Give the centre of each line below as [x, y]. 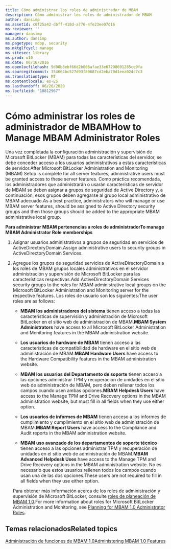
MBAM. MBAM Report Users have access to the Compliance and [88, 428]
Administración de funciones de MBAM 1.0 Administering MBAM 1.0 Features [86, 541]
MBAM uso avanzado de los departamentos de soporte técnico [89, 443]
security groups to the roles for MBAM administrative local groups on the [89, 285]
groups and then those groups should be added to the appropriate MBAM [82, 212]
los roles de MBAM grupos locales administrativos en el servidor [80, 268]
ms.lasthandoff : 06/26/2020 [35, 86]
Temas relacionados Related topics [62, 529]
